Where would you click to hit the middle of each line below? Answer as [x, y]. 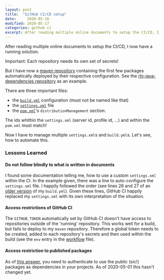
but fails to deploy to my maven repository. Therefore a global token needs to [82, 229]
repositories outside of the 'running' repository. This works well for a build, [81, 224]
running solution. [22, 52]
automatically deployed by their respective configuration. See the [71, 76]
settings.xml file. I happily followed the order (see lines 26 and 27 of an [78, 186]
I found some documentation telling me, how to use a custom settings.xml [81, 175]
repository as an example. [61, 81]
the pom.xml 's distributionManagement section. [59, 111]
